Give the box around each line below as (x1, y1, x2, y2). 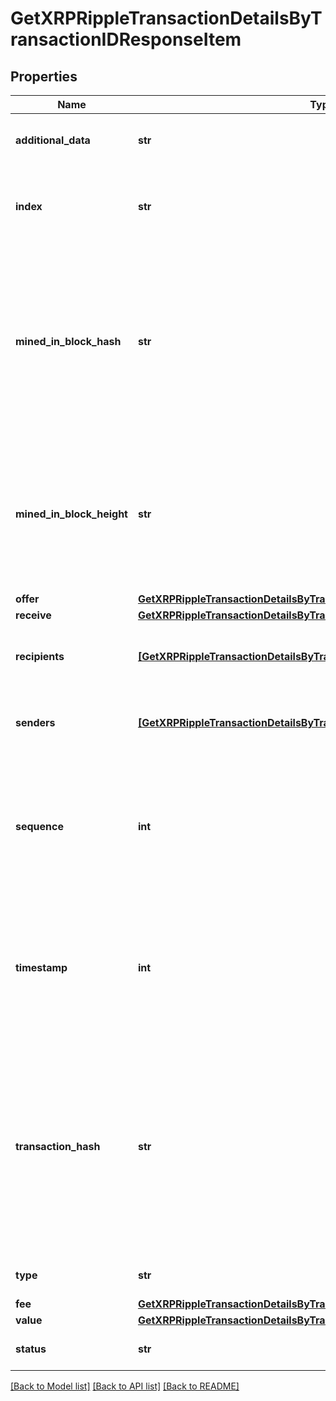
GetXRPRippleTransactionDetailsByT (10, 7, 323, 30)
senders (15, 716, 56, 729)
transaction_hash (15, 1140, 101, 1153)
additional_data (15, 133, 91, 147)
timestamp (15, 961, 68, 974)
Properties (10, 68, 78, 85)
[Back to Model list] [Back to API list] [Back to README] (10, 1380, 240, 1392)
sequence (15, 820, 64, 833)
